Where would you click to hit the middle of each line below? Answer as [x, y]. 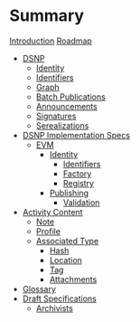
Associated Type [67, 241]
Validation [81, 202]
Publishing [69, 193]
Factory [77, 174]
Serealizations [62, 125]
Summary [47, 16]
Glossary [39, 289]
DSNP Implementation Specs [76, 135]
